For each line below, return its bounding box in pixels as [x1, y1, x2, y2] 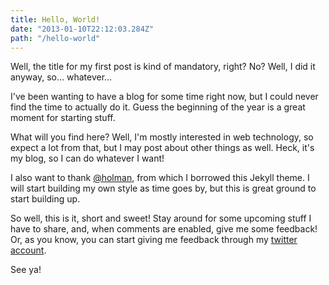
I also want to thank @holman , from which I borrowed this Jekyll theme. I [10, 172, 310, 184]
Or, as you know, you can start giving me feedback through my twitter [10, 234, 298, 246]
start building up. [10, 193, 81, 205]
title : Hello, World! [10, 14, 101, 25]
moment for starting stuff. [10, 112, 116, 124]
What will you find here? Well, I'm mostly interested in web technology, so [10, 131, 314, 143]
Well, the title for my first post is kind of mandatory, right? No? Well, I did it [10, 61, 316, 73]
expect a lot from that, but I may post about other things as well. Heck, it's [10, 142, 315, 154]
